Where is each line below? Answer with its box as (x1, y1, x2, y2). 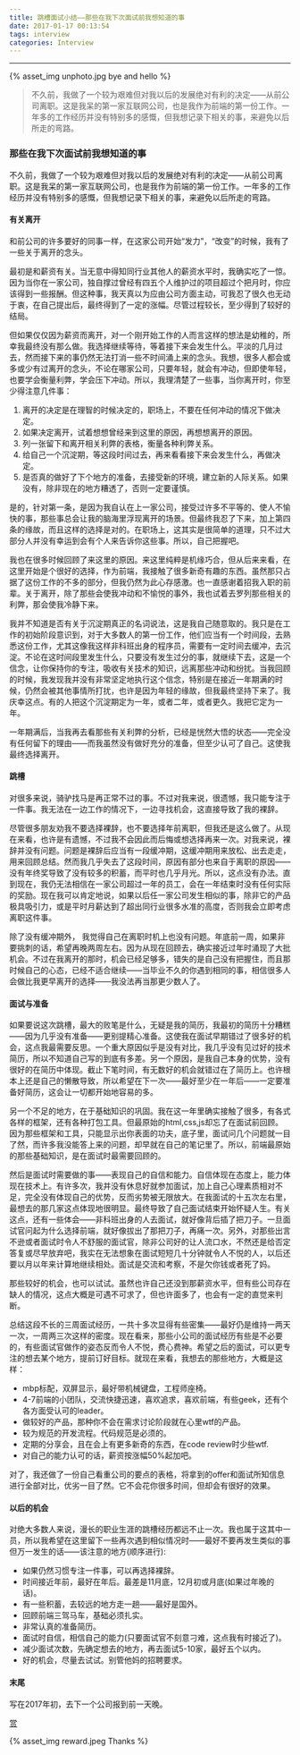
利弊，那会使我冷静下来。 (9, 598, 104, 609)
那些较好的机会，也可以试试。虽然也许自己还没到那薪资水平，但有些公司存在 (9, 1278, 291, 1289)
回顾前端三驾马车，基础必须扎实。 (21, 1610, 148, 1621)
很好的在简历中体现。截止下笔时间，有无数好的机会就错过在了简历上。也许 (9, 1064, 283, 1075)
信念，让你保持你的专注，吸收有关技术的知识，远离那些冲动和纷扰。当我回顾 (9, 663, 291, 674)
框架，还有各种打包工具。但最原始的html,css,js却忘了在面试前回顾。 (32, 1117, 284, 1128)
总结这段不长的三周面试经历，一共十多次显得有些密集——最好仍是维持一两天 (9, 1319, 291, 1330)
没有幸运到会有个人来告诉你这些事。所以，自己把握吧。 (39, 535, 244, 546)
